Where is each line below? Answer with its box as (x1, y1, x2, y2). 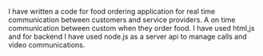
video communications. (8, 40, 86, 50)
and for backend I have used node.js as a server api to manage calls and (8, 32, 247, 41)
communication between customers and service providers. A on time (8, 15, 236, 24)
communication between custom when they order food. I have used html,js (8, 24, 255, 32)
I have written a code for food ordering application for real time (8, 7, 216, 16)
